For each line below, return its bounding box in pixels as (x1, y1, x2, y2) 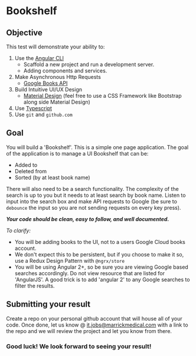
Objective (6, 28, 43, 38)
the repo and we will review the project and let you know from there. (6, 327, 172, 334)
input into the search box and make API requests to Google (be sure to (6, 197, 177, 205)
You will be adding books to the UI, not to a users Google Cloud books (14, 238, 186, 245)
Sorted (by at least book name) (14, 174, 90, 181)
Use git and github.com (14, 111, 73, 118)
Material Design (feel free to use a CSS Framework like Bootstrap (23, 93, 182, 99)
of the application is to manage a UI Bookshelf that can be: (6, 150, 149, 157)
